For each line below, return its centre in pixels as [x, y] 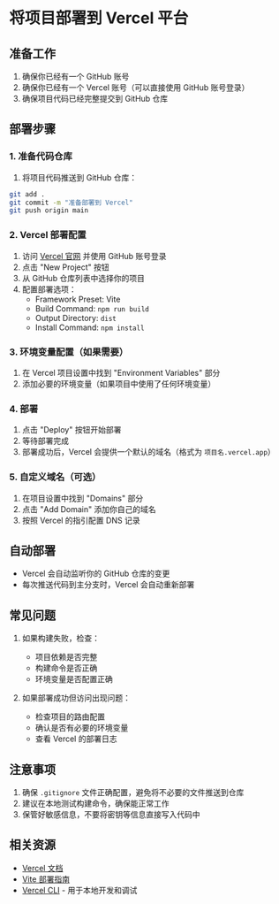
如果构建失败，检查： [60, 639]
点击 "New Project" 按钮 [66, 267]
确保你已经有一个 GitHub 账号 [75, 77]
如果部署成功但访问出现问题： [76, 698]
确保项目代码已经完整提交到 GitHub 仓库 [95, 99]
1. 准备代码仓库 [41, 157]
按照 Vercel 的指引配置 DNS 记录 [81, 520]
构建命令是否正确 [66, 668]
